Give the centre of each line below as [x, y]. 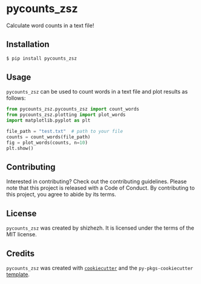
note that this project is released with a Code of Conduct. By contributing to [100, 188]
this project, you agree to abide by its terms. [61, 195]
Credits [21, 253]
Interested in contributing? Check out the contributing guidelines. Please [97, 182]
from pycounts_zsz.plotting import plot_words [66, 115]
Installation [28, 44]
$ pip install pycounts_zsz [42, 58]
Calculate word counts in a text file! [50, 25]
